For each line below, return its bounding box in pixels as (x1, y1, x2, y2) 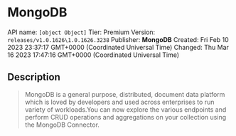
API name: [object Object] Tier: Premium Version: (7, 28, 156, 36)
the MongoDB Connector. (24, 120, 100, 129)
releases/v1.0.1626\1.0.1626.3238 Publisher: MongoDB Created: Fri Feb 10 (7, 35, 229, 43)
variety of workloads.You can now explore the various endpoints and (24, 105, 227, 114)
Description (7, 71, 60, 83)
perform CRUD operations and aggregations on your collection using (24, 113, 226, 121)
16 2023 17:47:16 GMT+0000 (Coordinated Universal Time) (7, 51, 180, 59)
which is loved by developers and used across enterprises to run (24, 98, 215, 106)
